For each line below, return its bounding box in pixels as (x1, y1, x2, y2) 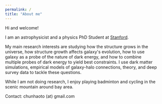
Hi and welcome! (5, 25, 39, 30)
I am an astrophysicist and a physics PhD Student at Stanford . (5, 34, 129, 40)
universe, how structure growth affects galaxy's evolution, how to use (5, 49, 145, 55)
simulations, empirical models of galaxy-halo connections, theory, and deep (5, 64, 157, 70)
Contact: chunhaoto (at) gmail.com (5, 93, 75, 99)
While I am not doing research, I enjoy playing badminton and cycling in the (5, 78, 156, 85)
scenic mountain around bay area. (5, 84, 74, 89)
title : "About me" (5, 12, 42, 16)
